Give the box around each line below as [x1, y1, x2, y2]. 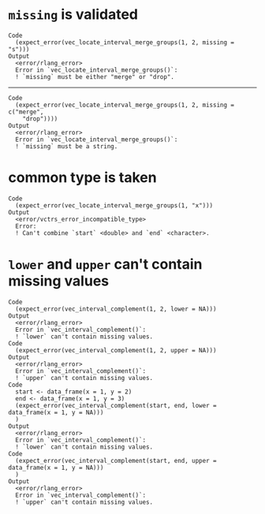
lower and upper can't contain [8, 255, 203, 274]
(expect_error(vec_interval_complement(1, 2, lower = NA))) [15, 305, 217, 313]
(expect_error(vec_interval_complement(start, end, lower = [15, 401, 217, 409]
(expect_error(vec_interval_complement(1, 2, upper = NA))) [15, 346, 217, 354]
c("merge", [8, 108, 44, 116]
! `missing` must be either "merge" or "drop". [15, 73, 175, 80]
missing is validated [8, 6, 138, 24]
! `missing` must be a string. [15, 142, 118, 151]
